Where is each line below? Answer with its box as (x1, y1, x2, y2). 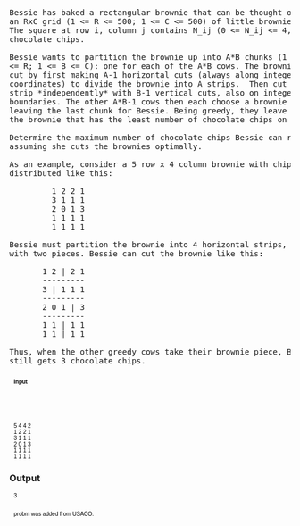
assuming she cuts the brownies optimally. (9, 142, 203, 151)
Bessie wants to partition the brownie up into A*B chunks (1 (9, 53, 287, 62)
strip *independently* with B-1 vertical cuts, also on (9, 88, 259, 97)
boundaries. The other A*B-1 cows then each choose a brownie (9, 97, 287, 106)
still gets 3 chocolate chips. (9, 356, 146, 365)
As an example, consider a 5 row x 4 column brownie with (9, 160, 269, 169)
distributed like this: (9, 169, 113, 178)
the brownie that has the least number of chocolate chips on (9, 115, 287, 124)
